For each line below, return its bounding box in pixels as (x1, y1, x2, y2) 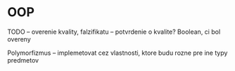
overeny (7, 34, 32, 43)
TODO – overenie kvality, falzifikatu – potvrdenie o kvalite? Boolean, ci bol (7, 27, 221, 36)
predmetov (7, 56, 39, 64)
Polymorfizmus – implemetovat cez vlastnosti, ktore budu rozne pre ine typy (7, 49, 228, 57)
